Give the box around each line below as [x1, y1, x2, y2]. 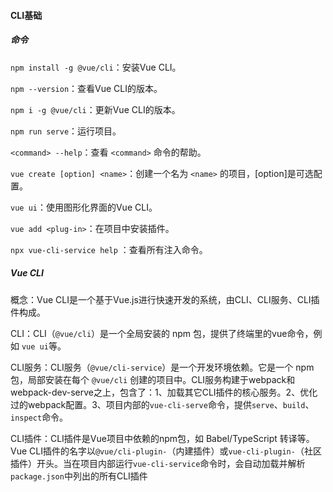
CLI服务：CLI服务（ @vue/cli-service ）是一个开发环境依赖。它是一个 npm [10, 361, 315, 373]
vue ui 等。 [21, 340, 67, 352]
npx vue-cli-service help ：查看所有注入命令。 [10, 243, 208, 255]
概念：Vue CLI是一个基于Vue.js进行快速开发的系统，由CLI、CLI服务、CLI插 [10, 293, 320, 305]
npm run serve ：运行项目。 [10, 125, 122, 137]
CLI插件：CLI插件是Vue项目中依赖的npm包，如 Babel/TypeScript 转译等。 [10, 432, 315, 444]
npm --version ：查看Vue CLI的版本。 [10, 82, 163, 94]
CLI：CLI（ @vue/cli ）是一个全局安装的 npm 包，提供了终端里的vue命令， [10, 327, 314, 339]
